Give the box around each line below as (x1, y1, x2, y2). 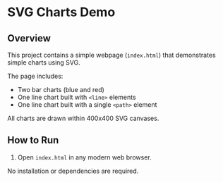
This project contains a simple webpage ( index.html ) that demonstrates (7, 51, 217, 59)
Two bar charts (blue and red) (17, 86, 104, 93)
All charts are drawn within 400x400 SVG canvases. (7, 114, 159, 122)
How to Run (7, 134, 59, 146)
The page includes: (7, 72, 64, 80)
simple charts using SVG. (7, 58, 81, 67)
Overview (7, 32, 52, 44)
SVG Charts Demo (7, 4, 116, 20)
